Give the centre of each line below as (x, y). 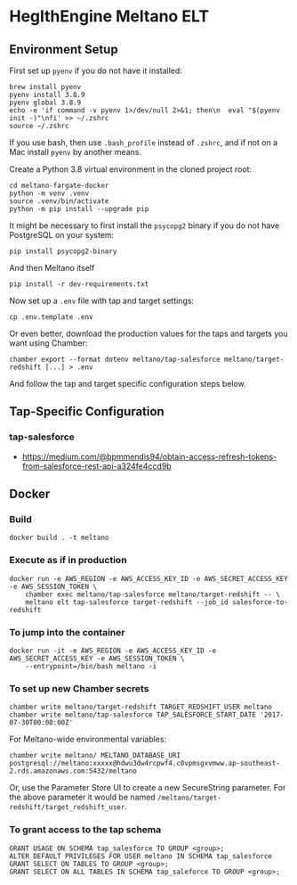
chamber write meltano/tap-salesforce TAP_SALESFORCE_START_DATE (132, 715)
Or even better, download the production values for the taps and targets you (148, 333)
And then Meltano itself (52, 268)
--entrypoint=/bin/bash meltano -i (91, 666)
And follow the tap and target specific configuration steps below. (128, 384)
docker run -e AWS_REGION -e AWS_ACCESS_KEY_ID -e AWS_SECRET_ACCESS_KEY (149, 578)
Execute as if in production (68, 561)
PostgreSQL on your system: (62, 235)
